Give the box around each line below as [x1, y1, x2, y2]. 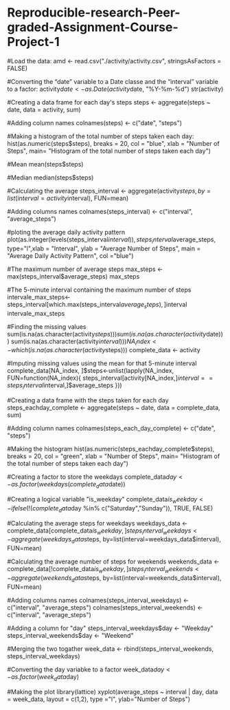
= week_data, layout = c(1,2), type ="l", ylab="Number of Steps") [7, 695, 191, 703]
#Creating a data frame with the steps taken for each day [7, 396, 170, 405]
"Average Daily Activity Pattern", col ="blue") [7, 251, 134, 259]
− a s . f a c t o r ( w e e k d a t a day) [7, 672, 80, 682]
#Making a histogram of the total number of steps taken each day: [7, 132, 194, 140]
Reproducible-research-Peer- [7, 5, 181, 21]
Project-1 [7, 34, 60, 50]
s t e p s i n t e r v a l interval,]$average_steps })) [7, 381, 122, 391]
